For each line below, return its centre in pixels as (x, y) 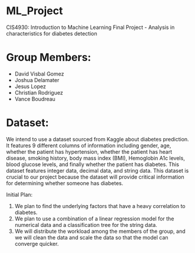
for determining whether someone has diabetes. (65, 183)
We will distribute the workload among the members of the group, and (100, 231)
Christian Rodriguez (39, 92)
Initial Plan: (19, 194)
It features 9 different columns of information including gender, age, (89, 145)
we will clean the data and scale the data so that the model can (91, 237)
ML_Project (35, 11)
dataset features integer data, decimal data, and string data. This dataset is (97, 170)
